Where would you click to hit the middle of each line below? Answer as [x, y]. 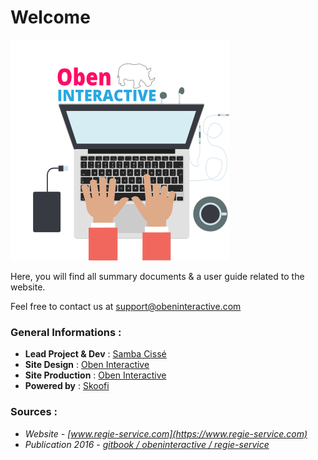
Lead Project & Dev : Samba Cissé [95, 354]
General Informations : [66, 332]
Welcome [50, 17]
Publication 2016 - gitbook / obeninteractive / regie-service [147, 444]
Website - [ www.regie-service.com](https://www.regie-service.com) [166, 433]
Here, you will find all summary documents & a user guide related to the [157, 276]
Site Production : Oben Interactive [95, 375]
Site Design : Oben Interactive [87, 365]
